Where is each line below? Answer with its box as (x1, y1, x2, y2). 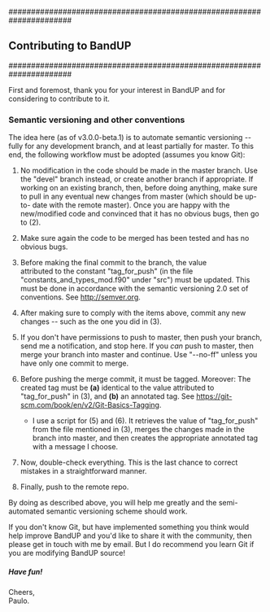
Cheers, (8, 588, 35, 597)
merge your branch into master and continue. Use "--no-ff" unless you (20, 350, 258, 360)
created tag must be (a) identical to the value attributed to (20, 382, 215, 393)
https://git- (196, 391, 233, 401)
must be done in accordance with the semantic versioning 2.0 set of (20, 284, 249, 294)
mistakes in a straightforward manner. (20, 466, 147, 476)
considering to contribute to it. (8, 94, 110, 103)
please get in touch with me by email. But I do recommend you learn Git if (8, 540, 255, 549)
